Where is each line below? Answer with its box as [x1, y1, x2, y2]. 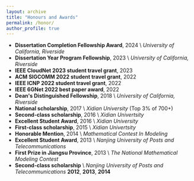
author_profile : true [6, 25, 60, 32]
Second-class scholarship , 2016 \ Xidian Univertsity [14, 111, 144, 118]
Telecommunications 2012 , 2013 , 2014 [14, 168, 111, 176]
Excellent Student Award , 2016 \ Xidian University [14, 117, 138, 125]
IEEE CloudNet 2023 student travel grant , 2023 [14, 67, 133, 74]
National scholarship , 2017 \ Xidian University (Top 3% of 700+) [14, 105, 173, 112]
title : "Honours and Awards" [6, 14, 78, 20]
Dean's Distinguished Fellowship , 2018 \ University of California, [14, 92, 175, 99]
